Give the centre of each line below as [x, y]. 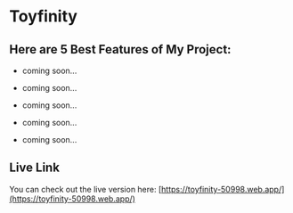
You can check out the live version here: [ [85, 189]
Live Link [35, 168]
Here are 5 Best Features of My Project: [120, 49]
